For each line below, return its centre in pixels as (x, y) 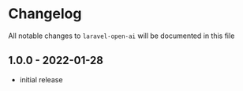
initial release (41, 79)
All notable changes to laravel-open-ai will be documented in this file (121, 36)
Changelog (45, 14)
